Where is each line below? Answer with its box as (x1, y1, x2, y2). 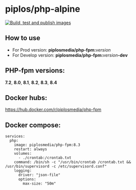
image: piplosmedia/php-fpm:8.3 (14, 142, 80, 148)
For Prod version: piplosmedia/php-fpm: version (12, 47, 111, 53)
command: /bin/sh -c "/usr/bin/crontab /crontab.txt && (14, 160, 132, 165)
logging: (14, 168, 32, 173)
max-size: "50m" (23, 181, 56, 186)
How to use (5, 34, 40, 42)
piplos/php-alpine (5, 3, 80, 15)
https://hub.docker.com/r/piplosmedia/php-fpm (5, 107, 102, 112)
